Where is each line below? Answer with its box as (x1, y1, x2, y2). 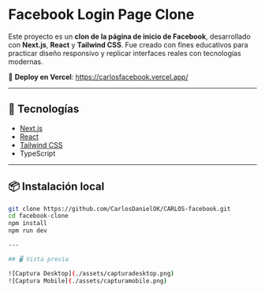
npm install (8, 220, 47, 227)
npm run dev (8, 227, 47, 235)
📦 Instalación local (8, 180, 105, 193)
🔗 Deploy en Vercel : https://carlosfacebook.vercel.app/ (8, 72, 188, 81)
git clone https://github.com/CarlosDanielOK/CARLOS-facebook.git (8, 205, 231, 212)
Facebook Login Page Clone (8, 6, 195, 24)
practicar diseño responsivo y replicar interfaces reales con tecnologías (8, 48, 242, 58)
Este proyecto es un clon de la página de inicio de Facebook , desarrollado (8, 32, 251, 41)
